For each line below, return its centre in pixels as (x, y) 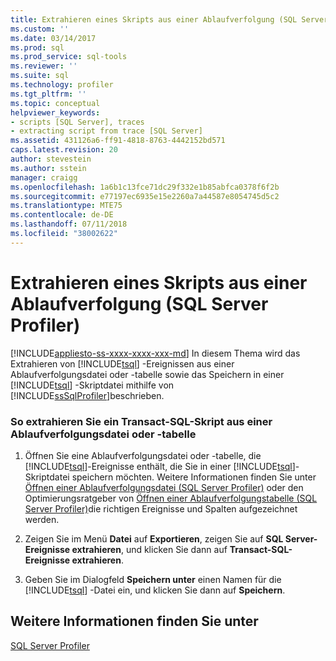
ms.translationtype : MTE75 (66, 206)
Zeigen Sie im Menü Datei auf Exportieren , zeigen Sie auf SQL (154, 538)
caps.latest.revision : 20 (64, 150)
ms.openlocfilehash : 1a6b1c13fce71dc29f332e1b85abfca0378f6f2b (145, 187)
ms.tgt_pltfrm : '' (48, 94)
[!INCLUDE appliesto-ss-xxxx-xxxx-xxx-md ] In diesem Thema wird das (155, 353)
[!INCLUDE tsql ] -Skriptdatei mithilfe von (92, 385)
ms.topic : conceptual (55, 103)
